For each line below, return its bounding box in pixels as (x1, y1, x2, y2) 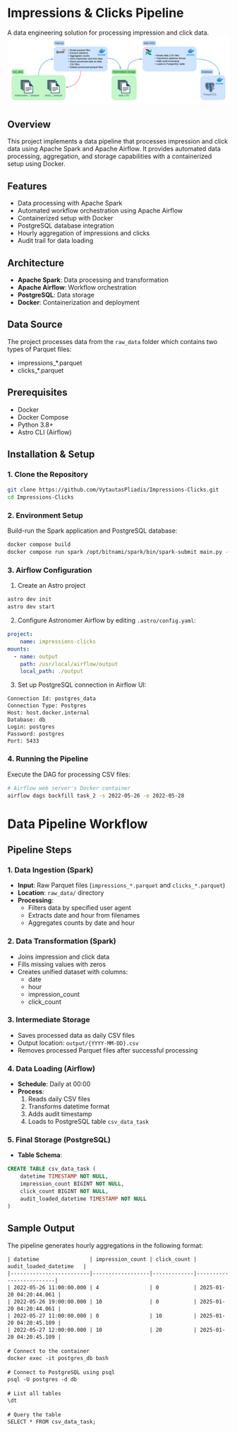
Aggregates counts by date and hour (28, 918, 135, 927)
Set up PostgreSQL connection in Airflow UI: (17, 680, 147, 690)
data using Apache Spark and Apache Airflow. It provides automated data (7, 145, 221, 153)
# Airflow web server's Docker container (7, 784, 131, 792)
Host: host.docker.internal (7, 709, 90, 716)
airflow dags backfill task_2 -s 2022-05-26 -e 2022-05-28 (7, 792, 185, 799)
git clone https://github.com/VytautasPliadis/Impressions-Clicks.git (7, 486, 219, 494)
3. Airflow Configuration (7, 565, 92, 575)
